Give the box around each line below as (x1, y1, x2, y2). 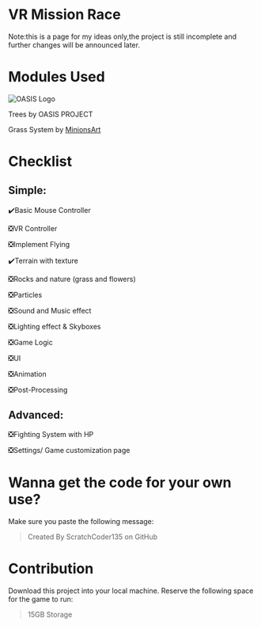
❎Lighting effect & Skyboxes (8, 321, 101, 331)
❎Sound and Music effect (8, 306, 92, 315)
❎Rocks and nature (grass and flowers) (8, 274, 136, 283)
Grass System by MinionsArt (8, 124, 101, 134)
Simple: (8, 184, 47, 197)
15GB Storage (27, 610, 73, 619)
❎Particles (8, 290, 43, 299)
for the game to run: (8, 594, 74, 603)
